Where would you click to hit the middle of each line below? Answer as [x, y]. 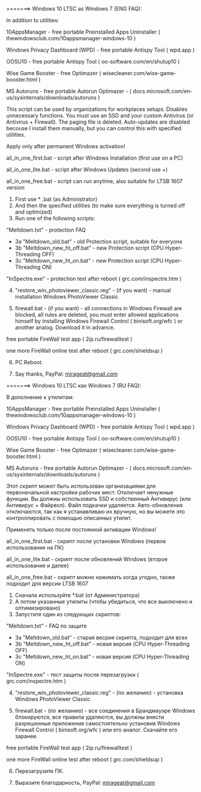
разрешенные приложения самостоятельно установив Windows [97, 723]
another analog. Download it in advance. [65, 327]
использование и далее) [37, 565]
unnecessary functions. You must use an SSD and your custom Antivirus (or [100, 115]
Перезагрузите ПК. [39, 771]
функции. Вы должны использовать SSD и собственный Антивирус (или [98, 499]
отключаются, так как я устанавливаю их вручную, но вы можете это [96, 511]
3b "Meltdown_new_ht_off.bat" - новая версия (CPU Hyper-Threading [102, 644]
